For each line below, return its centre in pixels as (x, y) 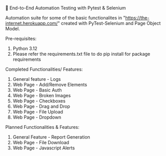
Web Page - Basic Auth (37, 90)
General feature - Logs (37, 79)
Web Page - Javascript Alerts (44, 148)
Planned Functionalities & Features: (42, 127)
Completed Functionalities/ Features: (44, 69)
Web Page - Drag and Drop (41, 106)
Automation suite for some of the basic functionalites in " (65, 18)
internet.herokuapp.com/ (32, 23)
